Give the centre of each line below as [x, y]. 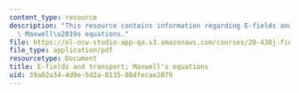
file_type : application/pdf [61, 50]
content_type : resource [53, 17]
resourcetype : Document [53, 58]
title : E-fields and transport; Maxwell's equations [109, 67]
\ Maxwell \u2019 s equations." [73, 34]
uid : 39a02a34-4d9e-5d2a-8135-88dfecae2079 [91, 75]
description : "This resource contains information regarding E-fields [143, 26]
